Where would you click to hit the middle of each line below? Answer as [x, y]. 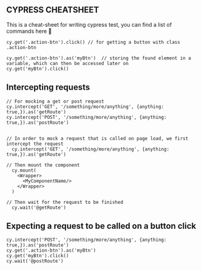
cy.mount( [24, 170]
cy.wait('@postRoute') [35, 261]
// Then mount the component [43, 165]
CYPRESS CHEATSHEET [53, 10]
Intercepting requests [48, 87]
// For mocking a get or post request [55, 101]
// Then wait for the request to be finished [65, 202]
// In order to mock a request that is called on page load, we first [97, 138]
